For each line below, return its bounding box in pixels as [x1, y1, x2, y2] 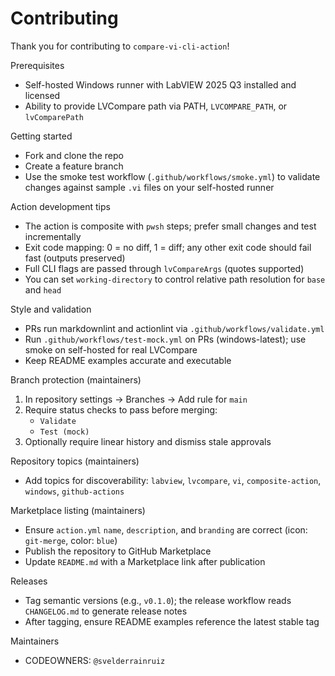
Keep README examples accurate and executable [24, 354, 232, 366]
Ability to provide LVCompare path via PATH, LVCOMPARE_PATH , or [24, 100, 288, 112]
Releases [10, 575, 48, 587]
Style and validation [10, 303, 92, 315]
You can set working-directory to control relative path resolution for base [24, 273, 326, 285]
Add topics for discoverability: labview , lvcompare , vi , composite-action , [24, 474, 322, 486]
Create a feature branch [24, 160, 124, 172]
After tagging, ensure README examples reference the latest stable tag [24, 615, 320, 627]
